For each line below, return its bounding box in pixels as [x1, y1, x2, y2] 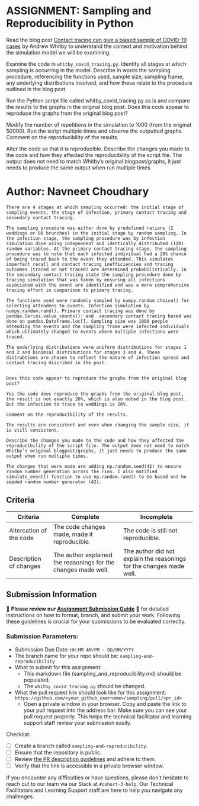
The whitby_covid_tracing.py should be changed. [23, 682, 146, 689]
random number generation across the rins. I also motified [6, 468, 158, 474]
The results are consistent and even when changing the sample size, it [6, 422, 190, 428]
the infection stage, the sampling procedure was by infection [6, 235, 166, 241]
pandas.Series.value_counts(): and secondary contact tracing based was [6, 313, 192, 319]
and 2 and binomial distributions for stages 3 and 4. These [6, 349, 161, 355]
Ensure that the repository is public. [14, 749, 102, 756]
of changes [9, 561, 41, 570]
